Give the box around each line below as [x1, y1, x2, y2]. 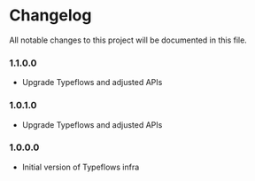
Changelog [9, 5, 92, 26]
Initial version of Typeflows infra [21, 161, 140, 172]
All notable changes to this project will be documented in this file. [9, 35, 248, 45]
